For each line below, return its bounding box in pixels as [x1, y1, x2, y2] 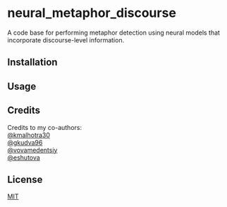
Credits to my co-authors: [7, 123, 82, 131]
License [7, 173, 43, 185]
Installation [7, 57, 58, 69]
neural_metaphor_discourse [7, 5, 176, 21]
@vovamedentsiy [7, 146, 58, 154]
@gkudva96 [7, 138, 43, 146]
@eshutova [7, 153, 40, 162]
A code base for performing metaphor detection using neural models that [7, 28, 221, 37]
